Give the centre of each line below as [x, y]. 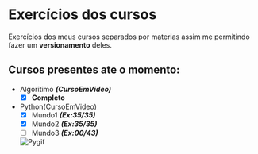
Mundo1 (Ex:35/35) [64, 115]
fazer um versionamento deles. [60, 44]
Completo [48, 98]
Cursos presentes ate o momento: [94, 70]
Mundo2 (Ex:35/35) [64, 124]
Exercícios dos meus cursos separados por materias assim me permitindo [129, 37]
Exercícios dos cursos [83, 15]
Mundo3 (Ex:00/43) [65, 133]
